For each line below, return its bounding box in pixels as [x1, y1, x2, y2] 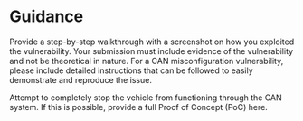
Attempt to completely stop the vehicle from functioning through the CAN [9, 92, 282, 103]
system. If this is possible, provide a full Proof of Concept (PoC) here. [9, 101, 269, 112]
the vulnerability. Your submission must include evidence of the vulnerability [9, 45, 294, 56]
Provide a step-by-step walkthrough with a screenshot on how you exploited [9, 36, 295, 47]
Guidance [9, 6, 84, 27]
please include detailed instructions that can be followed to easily [9, 65, 253, 76]
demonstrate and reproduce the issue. [9, 74, 152, 85]
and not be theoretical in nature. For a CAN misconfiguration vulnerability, [9, 55, 284, 66]
